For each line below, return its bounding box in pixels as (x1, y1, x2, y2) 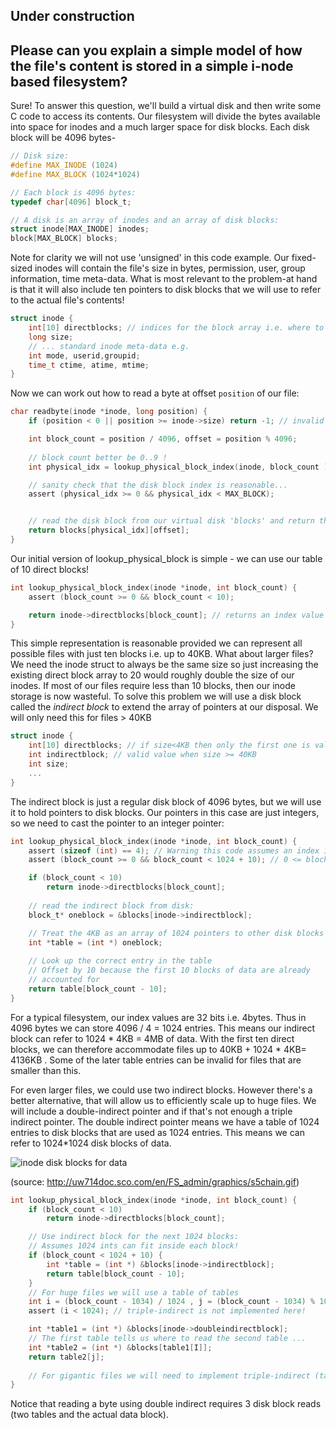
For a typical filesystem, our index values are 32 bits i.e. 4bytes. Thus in (10, 1011, 307, 1023)
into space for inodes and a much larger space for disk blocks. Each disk (10, 121, 310, 133)
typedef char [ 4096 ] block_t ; (10, 197, 132, 207)
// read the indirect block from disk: (28, 900, 195, 911)
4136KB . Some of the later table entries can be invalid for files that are (10, 1054, 302, 1066)
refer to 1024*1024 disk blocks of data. (10, 1137, 172, 1149)
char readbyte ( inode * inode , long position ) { (10, 407, 208, 417)
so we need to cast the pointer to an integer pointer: (10, 817, 225, 829)
